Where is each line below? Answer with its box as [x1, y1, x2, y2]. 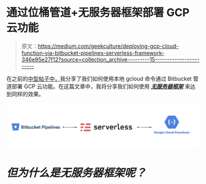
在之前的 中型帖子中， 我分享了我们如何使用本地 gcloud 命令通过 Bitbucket [6, 75, 192, 82]
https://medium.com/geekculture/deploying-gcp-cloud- [37, 42, 179, 50]
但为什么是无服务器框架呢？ [6, 166, 147, 180]
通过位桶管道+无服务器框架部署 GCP [6, 6, 190, 20]
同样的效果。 [11, 90, 44, 98]
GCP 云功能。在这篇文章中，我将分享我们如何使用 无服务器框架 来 [23, 82, 191, 90]
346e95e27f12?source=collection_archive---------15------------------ [21, 56, 200, 63]
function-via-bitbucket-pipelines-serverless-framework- [21, 49, 164, 56]
